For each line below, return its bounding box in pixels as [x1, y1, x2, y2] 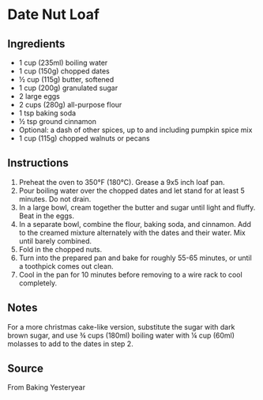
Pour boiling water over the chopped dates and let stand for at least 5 [18, 186, 246, 195]
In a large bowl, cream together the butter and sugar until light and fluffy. [18, 202, 256, 212]
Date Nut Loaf [7, 6, 100, 24]
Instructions [7, 157, 69, 170]
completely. [18, 278, 57, 288]
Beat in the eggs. [18, 211, 74, 221]
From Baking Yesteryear [7, 383, 86, 392]
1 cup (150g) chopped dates [18, 66, 110, 76]
